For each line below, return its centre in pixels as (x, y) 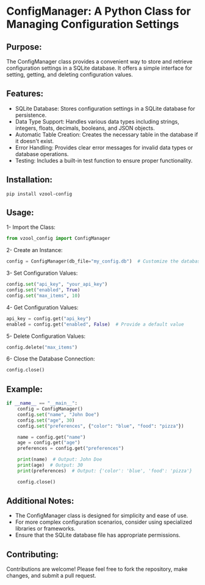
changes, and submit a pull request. (51, 576)
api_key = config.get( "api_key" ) (49, 319)
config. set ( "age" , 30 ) (46, 420)
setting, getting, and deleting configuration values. (70, 74)
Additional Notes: (40, 501)
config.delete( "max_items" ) (42, 347)
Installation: (30, 180)
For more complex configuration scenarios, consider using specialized (103, 522)
